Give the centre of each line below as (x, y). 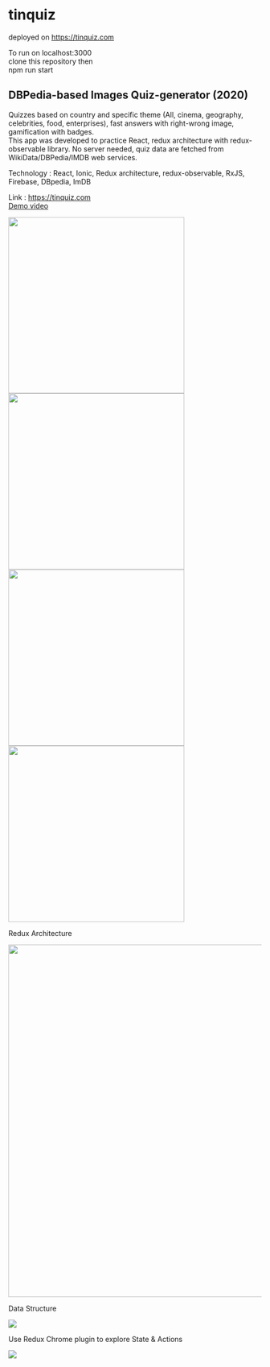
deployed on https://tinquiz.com (61, 37)
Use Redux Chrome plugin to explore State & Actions (96, 1339)
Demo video (29, 205)
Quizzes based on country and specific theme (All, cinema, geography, (126, 114)
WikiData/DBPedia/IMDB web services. (73, 157)
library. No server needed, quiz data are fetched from (135, 149)
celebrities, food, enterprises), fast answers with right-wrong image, (121, 123)
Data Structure (33, 1308)
